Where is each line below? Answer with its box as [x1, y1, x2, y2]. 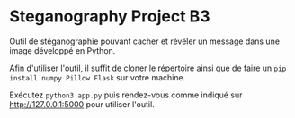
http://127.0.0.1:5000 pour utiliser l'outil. [9, 98, 155, 109]
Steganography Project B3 [9, 6, 210, 27]
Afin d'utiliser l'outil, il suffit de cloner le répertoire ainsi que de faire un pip [9, 63, 287, 73]
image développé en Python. [9, 45, 116, 55]
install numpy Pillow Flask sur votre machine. [9, 72, 186, 82]
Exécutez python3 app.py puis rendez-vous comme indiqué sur [9, 89, 243, 100]
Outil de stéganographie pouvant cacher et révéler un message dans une [9, 36, 281, 46]
